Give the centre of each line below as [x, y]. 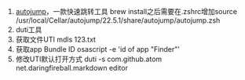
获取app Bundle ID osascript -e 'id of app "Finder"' [98, 49]
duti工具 [29, 29]
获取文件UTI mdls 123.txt [56, 39]
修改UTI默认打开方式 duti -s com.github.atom [89, 59]
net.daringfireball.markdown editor [71, 68]
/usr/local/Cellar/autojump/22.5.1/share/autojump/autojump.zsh [118, 20]
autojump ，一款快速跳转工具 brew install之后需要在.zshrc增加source [126, 11]
